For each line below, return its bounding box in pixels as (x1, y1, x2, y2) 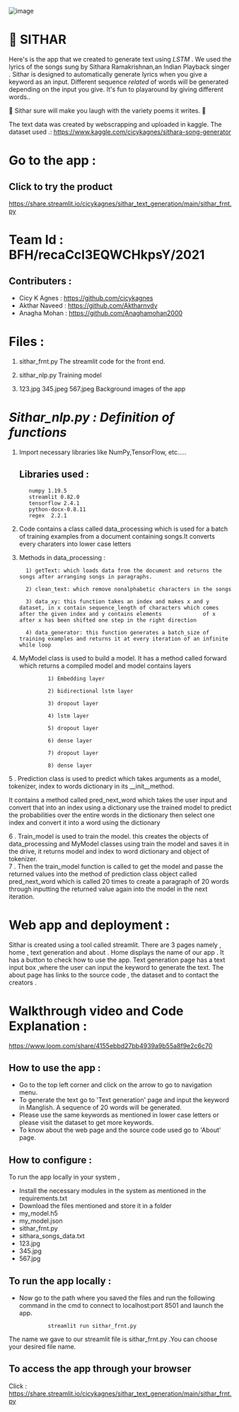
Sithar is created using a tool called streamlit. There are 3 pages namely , (8, 940, 222, 949)
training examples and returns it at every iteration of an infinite (18, 635, 229, 642)
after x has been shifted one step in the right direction (18, 617, 197, 624)
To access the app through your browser (8, 1363, 192, 1375)
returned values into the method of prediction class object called (8, 869, 197, 878)
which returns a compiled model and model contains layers (18, 661, 192, 670)
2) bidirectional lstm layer (47, 688, 134, 695)
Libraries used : (18, 469, 90, 481)
